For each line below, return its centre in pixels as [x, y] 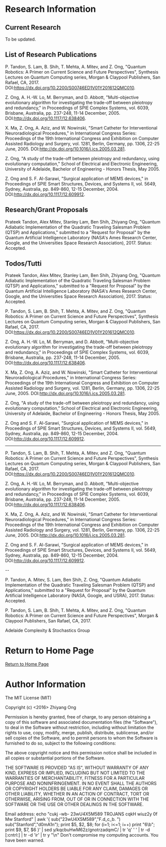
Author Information [45, 684]
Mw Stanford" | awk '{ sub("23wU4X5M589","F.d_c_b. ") [63, 819]
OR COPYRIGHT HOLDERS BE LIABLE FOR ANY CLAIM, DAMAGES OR [77, 789]
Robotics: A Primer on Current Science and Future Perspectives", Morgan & [82, 616]
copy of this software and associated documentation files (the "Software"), [82, 722]
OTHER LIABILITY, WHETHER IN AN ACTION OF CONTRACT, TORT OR [77, 794]
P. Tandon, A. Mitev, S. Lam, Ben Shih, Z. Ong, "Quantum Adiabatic [73, 580]
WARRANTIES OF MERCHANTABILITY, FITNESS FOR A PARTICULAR [75, 778]
